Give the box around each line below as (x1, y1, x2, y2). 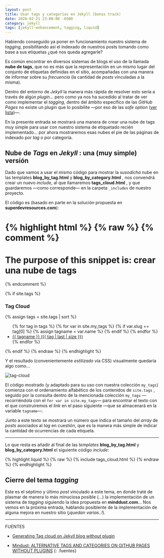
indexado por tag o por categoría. (5, 135, 73, 141)
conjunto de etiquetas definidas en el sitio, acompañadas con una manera (5, 69, 154, 75)
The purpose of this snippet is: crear (5, 255, 156, 266)
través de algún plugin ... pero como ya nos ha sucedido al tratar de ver (5, 94, 147, 100)
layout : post (5, 7, 32, 12)
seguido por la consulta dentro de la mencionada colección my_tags (5, 392, 141, 398)
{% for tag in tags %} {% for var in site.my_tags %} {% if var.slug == (12, 323, 150, 329)
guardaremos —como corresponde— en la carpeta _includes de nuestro (5, 185, 151, 191)
